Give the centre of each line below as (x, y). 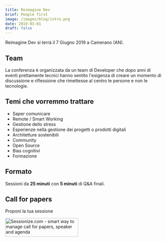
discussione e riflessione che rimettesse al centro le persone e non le (77, 81)
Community (24, 140)
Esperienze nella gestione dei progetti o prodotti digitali (69, 129)
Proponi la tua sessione (29, 211)
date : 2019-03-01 (23, 24)
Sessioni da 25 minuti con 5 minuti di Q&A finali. (55, 183)
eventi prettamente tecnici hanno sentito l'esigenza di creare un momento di (83, 75)
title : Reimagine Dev (28, 10)
